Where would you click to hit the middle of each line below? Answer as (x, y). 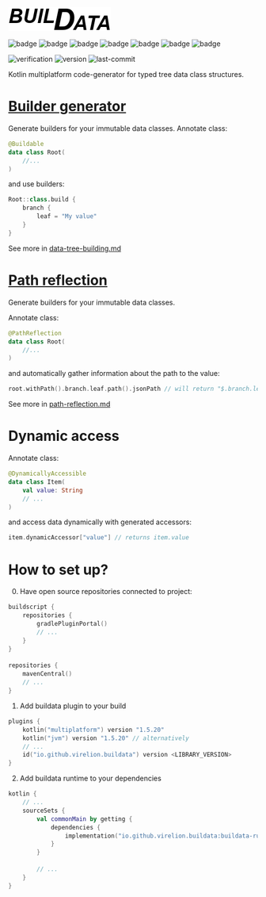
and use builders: (36, 184)
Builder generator (67, 107)
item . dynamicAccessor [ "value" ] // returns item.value (99, 538)
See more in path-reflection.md (59, 404)
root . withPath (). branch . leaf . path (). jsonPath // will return (111, 389)
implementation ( (91, 836)
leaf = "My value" (67, 217)
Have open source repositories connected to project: (106, 592)
